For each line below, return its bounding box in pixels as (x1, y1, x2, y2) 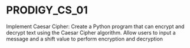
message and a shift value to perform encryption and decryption (6, 35, 163, 42)
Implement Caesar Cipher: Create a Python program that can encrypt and (6, 23, 185, 30)
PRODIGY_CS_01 (6, 4, 89, 17)
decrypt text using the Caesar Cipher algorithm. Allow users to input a (6, 29, 176, 36)
